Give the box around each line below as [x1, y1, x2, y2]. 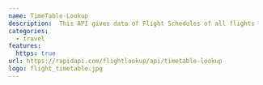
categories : [8, 27, 49, 35]
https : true [15, 49, 57, 57]
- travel [15, 34, 45, 43]
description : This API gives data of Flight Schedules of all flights [8, 19, 255, 28]
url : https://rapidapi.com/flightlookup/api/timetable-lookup [8, 57, 223, 66]
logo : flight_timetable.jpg [8, 65, 104, 73]
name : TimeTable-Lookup [8, 11, 89, 20]
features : [8, 42, 42, 50]
